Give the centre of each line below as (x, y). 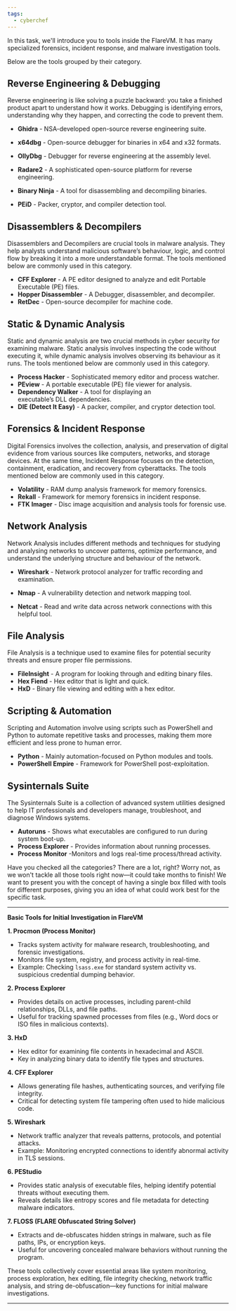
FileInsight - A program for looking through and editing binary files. (115, 674)
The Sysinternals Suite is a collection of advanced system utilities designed (116, 803)
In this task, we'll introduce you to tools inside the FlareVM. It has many (110, 40)
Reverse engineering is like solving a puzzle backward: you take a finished (115, 100)
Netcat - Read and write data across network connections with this (114, 606)
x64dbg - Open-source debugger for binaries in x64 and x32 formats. (119, 143)
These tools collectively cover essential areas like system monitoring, (107, 1271)
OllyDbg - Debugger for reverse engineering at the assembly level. (114, 156)
